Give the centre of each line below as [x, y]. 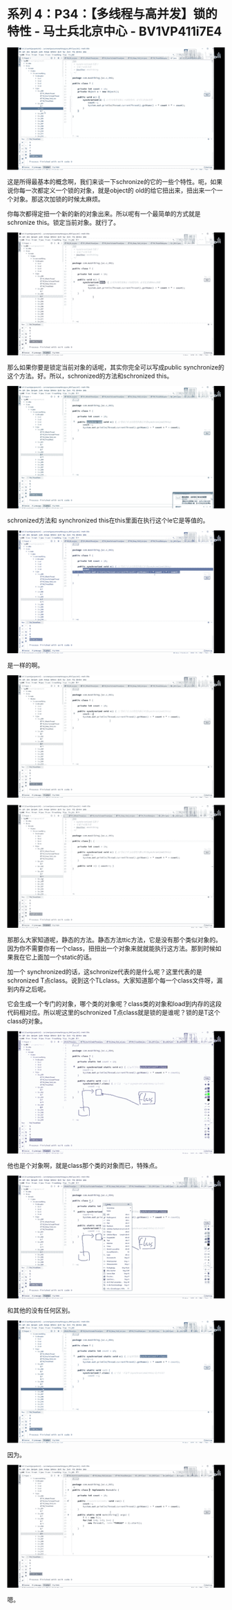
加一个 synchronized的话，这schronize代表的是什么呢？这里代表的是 [105, 971]
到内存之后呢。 [28, 989]
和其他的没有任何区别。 [40, 1310]
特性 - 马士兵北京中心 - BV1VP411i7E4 [115, 31]
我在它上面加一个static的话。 [54, 957]
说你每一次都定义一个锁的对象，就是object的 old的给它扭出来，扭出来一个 [112, 190]
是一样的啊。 [25, 665]
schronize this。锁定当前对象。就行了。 [64, 223]
